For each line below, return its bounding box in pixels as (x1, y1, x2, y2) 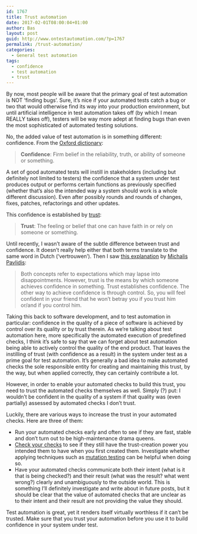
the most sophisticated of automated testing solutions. (6, 122, 138, 129)
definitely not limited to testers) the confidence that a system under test (6, 175, 180, 182)
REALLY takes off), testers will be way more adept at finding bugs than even (6, 115, 190, 122)
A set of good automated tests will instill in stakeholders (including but (6, 168, 176, 175)
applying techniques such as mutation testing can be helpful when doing (14, 454, 191, 461)
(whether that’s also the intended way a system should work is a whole (6, 187, 178, 194)
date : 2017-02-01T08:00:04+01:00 (6, 19, 88, 25)
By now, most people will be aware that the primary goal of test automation (6, 91, 188, 98)
